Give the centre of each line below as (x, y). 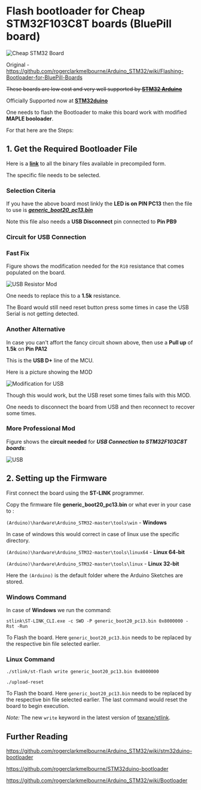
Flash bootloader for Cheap (76, 11)
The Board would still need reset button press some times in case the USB (98, 307)
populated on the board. (36, 273)
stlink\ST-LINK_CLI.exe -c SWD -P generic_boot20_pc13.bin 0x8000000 (95, 621)
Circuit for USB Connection (46, 237)
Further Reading (37, 736)
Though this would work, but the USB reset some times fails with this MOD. (99, 395)
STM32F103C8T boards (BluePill (89, 24)
